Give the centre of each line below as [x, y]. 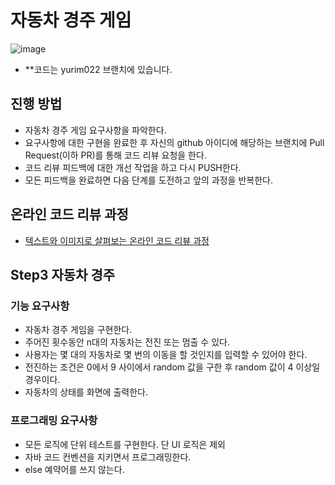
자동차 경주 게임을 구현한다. [78, 330]
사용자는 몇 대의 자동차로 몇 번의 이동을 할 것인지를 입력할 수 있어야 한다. [166, 355]
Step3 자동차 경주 [63, 274]
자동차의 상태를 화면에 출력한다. [86, 392]
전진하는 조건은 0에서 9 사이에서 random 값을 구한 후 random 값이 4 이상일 [172, 367]
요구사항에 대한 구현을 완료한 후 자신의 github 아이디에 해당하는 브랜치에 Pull [174, 142]
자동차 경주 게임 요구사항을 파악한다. [95, 130]
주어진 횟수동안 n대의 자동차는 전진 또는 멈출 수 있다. [127, 342]
